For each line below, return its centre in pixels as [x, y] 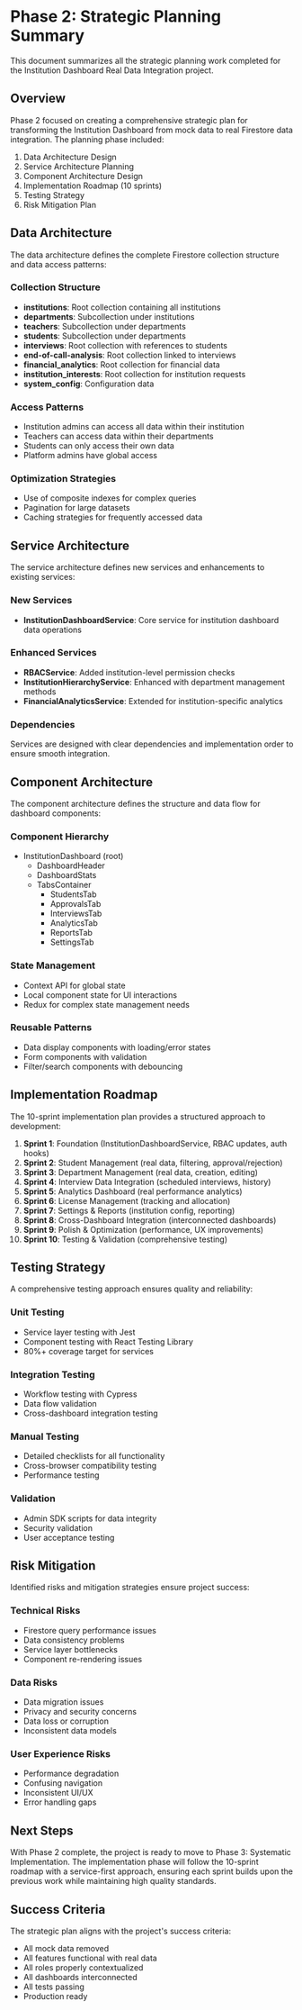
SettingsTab [72, 942]
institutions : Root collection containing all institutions [122, 307]
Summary [47, 36]
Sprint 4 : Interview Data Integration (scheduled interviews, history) [147, 1182]
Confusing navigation [62, 1783]
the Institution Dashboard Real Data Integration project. [112, 70]
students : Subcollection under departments [105, 336]
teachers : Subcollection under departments [105, 326]
